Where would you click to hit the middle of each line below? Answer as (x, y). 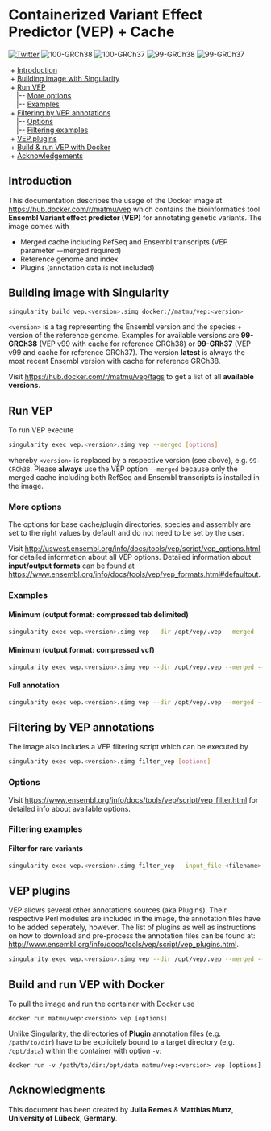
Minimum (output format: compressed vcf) (81, 650)
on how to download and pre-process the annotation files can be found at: (132, 936)
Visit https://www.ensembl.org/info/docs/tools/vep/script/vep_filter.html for (133, 799)
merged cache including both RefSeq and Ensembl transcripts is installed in (134, 478)
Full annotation (34, 685)
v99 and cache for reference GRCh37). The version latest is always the (127, 353)
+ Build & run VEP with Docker (60, 147)
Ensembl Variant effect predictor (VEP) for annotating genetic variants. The (135, 217)
